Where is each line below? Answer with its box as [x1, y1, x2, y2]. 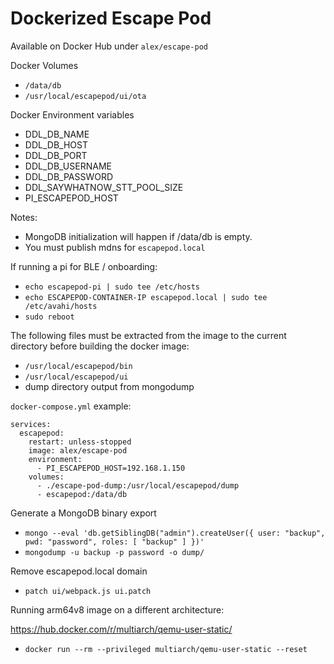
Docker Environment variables [10, 108, 135, 121]
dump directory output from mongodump [24, 380, 195, 392]
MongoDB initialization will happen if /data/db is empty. [24, 230, 253, 242]
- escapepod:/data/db [36, 489, 128, 499]
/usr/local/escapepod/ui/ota [24, 91, 147, 101]
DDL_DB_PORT [24, 149, 88, 161]
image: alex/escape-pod [28, 445, 128, 456]
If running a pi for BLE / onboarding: [10, 260, 158, 272]
